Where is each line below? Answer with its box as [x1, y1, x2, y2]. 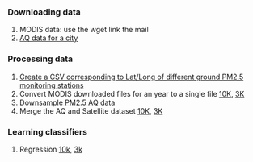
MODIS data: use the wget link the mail [19, 25, 149, 35]
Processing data [7, 53, 74, 64]
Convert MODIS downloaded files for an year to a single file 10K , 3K [19, 89, 245, 98]
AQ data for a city [19, 33, 78, 43]
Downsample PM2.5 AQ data [19, 98, 116, 107]
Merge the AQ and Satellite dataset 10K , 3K [19, 106, 163, 115]
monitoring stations [19, 80, 84, 90]
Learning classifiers [7, 126, 88, 137]
